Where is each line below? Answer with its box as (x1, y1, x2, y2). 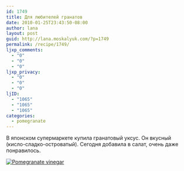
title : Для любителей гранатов (6, 14, 83, 20)
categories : (6, 113, 35, 119)
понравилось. (6, 147, 41, 154)
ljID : (6, 91, 19, 97)
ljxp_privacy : (6, 69, 41, 75)
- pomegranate (11, 119, 46, 124)
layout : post (6, 31, 38, 37)
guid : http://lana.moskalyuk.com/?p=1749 (6, 36, 109, 42)
